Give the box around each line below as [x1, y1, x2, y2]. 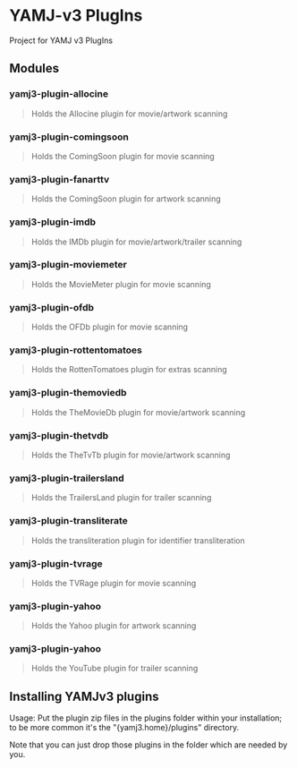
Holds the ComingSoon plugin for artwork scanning [30, 193, 221, 204]
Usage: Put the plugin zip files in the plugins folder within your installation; [9, 713, 283, 723]
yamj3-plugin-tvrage [9, 557, 103, 569]
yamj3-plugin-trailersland [9, 472, 125, 484]
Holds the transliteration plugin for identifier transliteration [30, 534, 245, 546]
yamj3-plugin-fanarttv [9, 173, 110, 185]
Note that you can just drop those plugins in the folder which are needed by [9, 739, 288, 750]
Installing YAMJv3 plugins [9, 688, 159, 704]
